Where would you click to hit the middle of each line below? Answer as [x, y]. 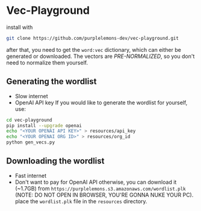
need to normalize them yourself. [47, 62]
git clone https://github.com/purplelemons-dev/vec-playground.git [93, 38]
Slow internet [31, 96]
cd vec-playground [29, 120]
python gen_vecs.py [31, 142]
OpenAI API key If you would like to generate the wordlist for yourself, [101, 102]
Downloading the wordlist [55, 161]
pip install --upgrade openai [44, 125]
